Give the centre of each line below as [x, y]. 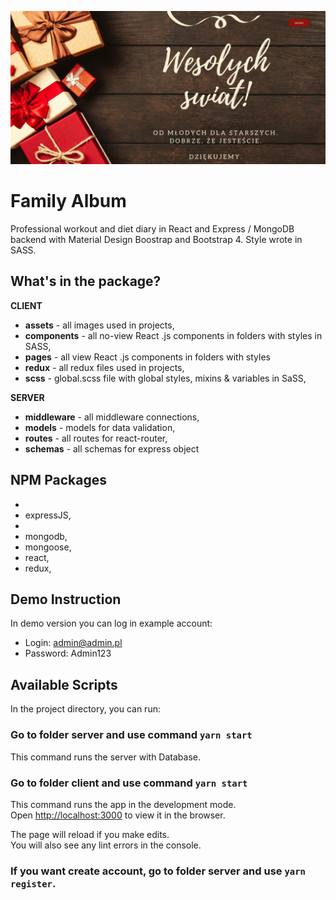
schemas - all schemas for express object [112, 448]
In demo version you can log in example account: [111, 623]
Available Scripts [64, 684]
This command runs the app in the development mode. [123, 804]
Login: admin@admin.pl [73, 643]
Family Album [68, 201]
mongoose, [48, 547]
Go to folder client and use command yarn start [129, 783]
